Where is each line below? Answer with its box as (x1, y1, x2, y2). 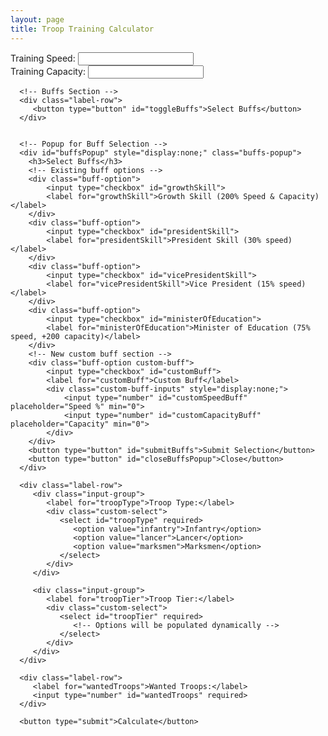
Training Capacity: (10, 65, 87, 77)
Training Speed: (10, 52, 76, 64)
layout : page (10, 14, 65, 25)
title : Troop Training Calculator (10, 24, 155, 34)
